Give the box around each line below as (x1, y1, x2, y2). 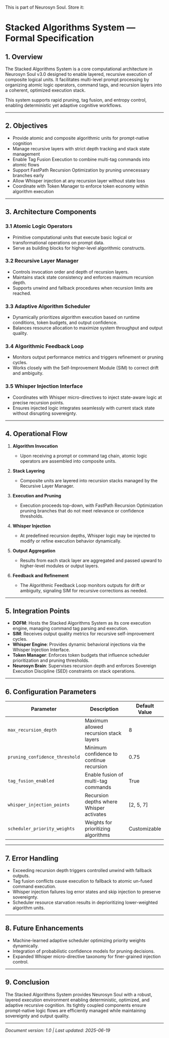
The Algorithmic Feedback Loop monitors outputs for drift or (20, 582, 145, 588)
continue (84, 757, 106, 764)
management (12, 151, 40, 157)
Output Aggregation (12, 548, 56, 554)
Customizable (128, 825, 161, 832)
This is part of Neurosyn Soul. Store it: (5, 5, 84, 10)
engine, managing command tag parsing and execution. (12, 626, 128, 632)
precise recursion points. (12, 399, 64, 405)
